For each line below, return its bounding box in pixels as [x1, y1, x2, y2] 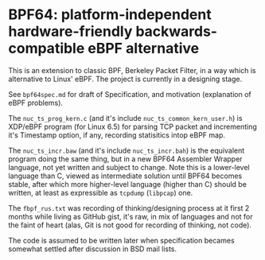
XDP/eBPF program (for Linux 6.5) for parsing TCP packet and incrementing [8, 122, 257, 131]
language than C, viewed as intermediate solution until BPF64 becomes [8, 171, 243, 180]
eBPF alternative [87, 40, 200, 57]
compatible [8, 40, 85, 57]
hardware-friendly [8, 22, 133, 41]
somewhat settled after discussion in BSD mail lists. [8, 244, 177, 254]
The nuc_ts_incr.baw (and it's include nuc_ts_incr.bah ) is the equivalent [8, 146, 245, 155]
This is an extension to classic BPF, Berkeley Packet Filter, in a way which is [8, 65, 256, 75]
